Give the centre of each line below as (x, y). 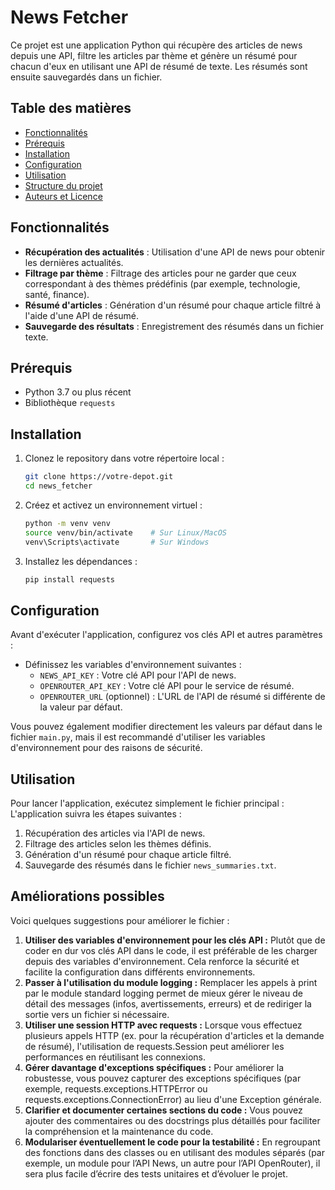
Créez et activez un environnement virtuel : (113, 505)
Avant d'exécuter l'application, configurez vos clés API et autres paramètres (166, 635)
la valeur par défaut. (81, 707)
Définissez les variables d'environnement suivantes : (133, 665)
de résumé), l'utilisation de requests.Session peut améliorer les (154, 1046)
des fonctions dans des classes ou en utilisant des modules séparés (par (174, 1152)
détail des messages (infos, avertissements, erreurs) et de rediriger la (168, 1003)
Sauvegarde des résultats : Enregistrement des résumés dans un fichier (174, 326)
